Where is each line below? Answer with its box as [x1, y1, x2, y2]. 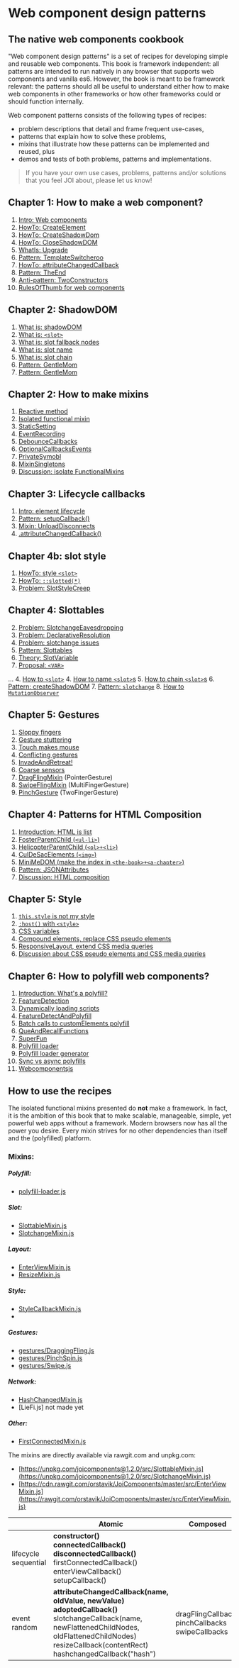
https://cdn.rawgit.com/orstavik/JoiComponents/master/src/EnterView [21, 1479, 227, 1488]
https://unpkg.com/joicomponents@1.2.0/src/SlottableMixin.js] [21, 1464, 204, 1473]
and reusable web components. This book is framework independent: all [8, 60, 219, 68]
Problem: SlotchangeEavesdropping [18, 623, 123, 632]
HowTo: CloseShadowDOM [18, 238, 98, 246]
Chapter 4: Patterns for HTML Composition [8, 808, 202, 821]
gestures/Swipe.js [18, 1361, 72, 1369]
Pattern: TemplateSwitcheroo [18, 253, 104, 262]
